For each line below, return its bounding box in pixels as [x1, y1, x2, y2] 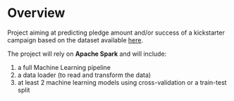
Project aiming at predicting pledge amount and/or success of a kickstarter [7, 28, 226, 37]
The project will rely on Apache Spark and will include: [7, 49, 167, 58]
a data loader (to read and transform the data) [17, 71, 152, 79]
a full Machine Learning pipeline [17, 63, 111, 71]
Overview [7, 5, 66, 21]
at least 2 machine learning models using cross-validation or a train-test [17, 78, 227, 86]
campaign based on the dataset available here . [7, 35, 143, 44]
